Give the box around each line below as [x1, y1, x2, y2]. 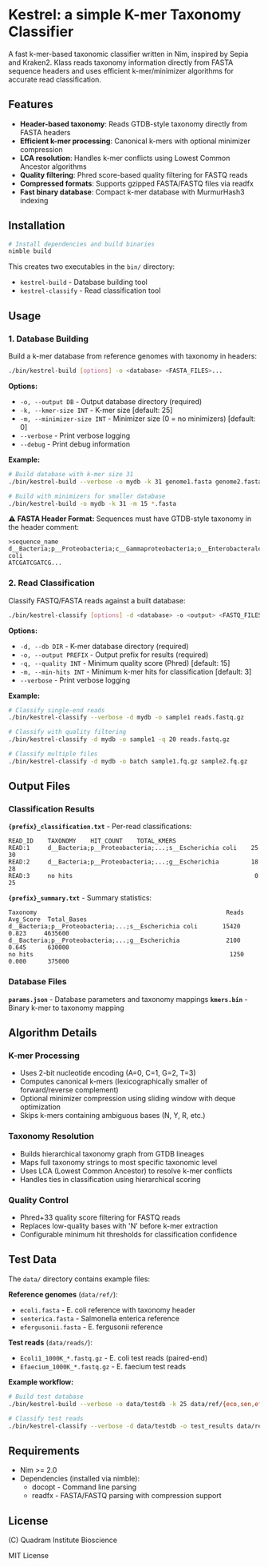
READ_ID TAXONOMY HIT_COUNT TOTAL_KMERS [8, 837, 177, 845]
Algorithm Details [8, 1026, 97, 1040]
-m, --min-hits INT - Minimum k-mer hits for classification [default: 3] [19, 667, 252, 676]
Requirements [8, 1444, 80, 1457]
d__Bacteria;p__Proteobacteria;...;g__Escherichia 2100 [8, 936, 241, 945]
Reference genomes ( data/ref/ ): [8, 1289, 118, 1299]
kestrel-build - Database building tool [19, 278, 148, 287]
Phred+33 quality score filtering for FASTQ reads [19, 1212, 181, 1222]
